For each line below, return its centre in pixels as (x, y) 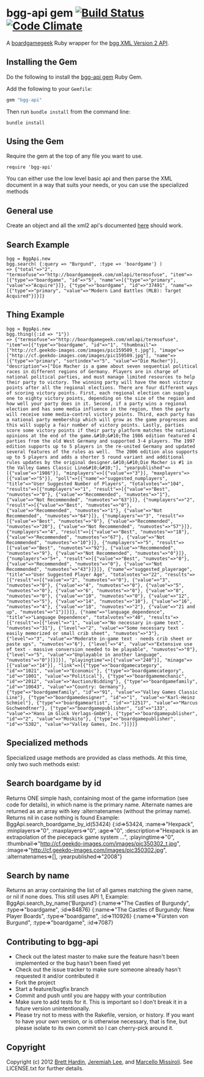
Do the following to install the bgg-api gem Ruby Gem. (75, 77)
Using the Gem (35, 141)
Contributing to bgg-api (53, 942)
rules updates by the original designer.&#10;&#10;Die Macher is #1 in (99, 462)
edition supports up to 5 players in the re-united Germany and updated (101, 446)
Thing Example (35, 315)
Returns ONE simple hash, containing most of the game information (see (97, 798)
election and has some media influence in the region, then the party (98, 409)
